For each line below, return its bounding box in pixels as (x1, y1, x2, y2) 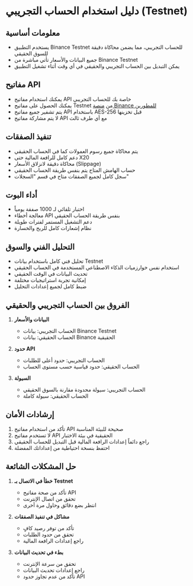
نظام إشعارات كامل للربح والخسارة (14, 225, 92, 232)
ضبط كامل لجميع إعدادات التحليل (14, 283, 87, 290)
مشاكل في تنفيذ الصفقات (14, 513, 70, 520)
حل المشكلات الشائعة (5, 462, 76, 472)
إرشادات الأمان (5, 409, 54, 420)
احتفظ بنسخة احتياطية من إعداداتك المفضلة (14, 444, 110, 451)
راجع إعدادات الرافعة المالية (22, 537, 84, 544)
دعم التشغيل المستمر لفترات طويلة (14, 218, 92, 225)
